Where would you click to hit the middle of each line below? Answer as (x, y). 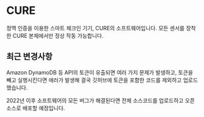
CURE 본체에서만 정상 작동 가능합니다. (58, 35)
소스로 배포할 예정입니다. (36, 108)
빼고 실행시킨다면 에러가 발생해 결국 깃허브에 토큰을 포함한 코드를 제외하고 (94, 80)
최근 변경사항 (30, 57)
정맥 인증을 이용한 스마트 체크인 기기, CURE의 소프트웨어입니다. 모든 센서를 (95, 28)
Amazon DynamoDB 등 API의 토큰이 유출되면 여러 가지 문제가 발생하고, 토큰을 (100, 72)
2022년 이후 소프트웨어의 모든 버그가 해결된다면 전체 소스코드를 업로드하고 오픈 (100, 100)
